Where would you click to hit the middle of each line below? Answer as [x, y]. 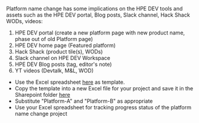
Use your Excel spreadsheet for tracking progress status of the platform [103, 107]
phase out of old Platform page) [54, 39]
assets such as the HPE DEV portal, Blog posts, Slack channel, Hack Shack [98, 15]
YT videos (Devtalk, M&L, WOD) [54, 70]
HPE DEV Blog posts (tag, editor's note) [63, 64]
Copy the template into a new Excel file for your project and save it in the [104, 88]
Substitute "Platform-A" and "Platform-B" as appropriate [84, 101]
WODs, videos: [24, 21]
